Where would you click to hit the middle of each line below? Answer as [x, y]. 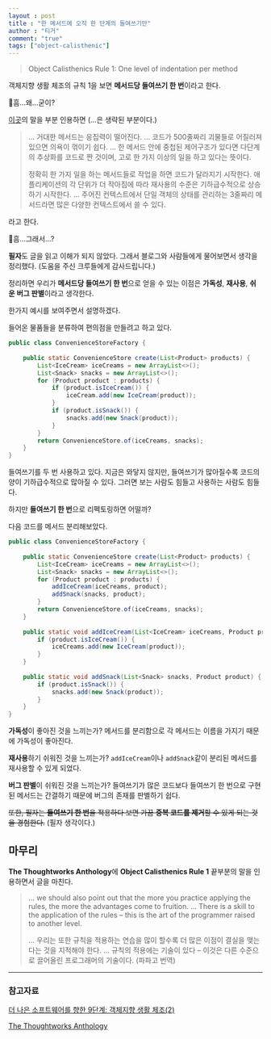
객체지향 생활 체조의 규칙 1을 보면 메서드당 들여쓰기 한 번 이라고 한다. [115, 86]
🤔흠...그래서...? [31, 239]
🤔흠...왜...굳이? [32, 103]
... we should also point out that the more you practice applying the [140, 898]
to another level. [55, 923]
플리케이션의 [48, 184]
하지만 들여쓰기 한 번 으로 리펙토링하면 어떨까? [80, 509]
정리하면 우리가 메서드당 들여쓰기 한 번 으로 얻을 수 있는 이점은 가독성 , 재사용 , [128, 283]
